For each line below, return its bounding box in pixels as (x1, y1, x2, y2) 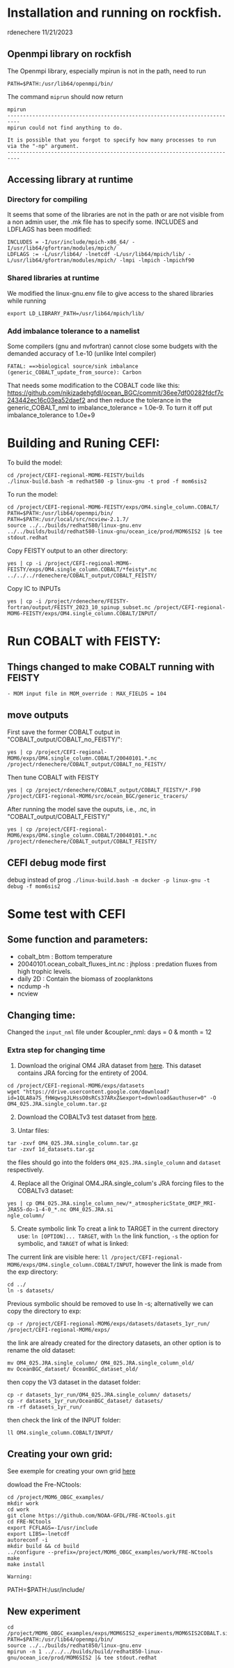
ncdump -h (17, 982, 50, 990)
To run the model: (7, 490, 58, 498)
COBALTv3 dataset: (17, 1186, 74, 1194)
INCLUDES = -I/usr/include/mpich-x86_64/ (7, 239, 130, 246)
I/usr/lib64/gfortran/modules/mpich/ (7, 245, 117, 252)
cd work (7, 1505, 30, 1513)
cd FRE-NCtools (7, 1518, 52, 1525)
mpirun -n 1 (7, 1648, 42, 1655)
